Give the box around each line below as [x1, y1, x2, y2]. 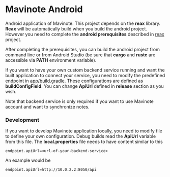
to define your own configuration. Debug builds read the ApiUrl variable [5, 133, 156, 139]
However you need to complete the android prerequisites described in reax [5, 31, 164, 37]
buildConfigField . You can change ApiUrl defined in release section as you [5, 83, 164, 89]
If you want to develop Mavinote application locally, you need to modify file [5, 128, 163, 134]
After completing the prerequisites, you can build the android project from [5, 46, 160, 52]
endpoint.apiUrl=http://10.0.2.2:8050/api [5, 167, 97, 172]
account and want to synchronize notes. [5, 103, 90, 110]
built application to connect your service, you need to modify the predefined [5, 72, 165, 78]
